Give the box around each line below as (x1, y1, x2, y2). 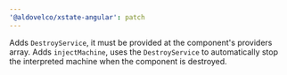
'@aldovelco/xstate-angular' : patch (9, 12, 145, 22)
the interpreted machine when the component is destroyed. (9, 56, 227, 66)
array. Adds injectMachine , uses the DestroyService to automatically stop (9, 46, 279, 57)
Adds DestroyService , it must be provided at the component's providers (9, 37, 273, 48)
